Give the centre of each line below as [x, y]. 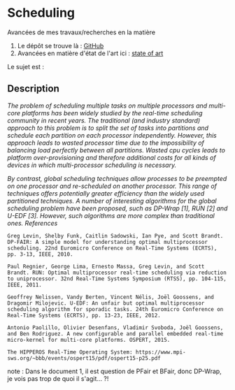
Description [33, 89]
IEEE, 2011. [24, 284]
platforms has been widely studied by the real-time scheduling [112, 113]
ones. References [33, 223]
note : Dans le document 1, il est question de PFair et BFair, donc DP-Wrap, [114, 371]
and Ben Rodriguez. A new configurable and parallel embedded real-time [115, 333]
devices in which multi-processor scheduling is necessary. [92, 165]
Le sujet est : [26, 66]
